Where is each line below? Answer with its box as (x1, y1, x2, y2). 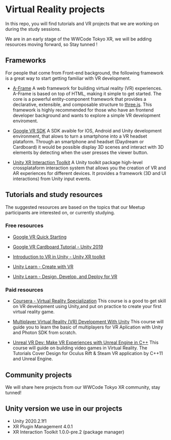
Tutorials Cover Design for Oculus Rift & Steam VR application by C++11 (12, 350, 163, 357)
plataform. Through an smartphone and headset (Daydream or (12, 138, 144, 144)
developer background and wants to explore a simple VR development (12, 112, 161, 118)
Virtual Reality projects (5, 4, 105, 15)
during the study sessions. (5, 26, 61, 32)
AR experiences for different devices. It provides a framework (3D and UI (12, 170, 166, 176)
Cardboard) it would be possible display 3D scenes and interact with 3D (12, 144, 164, 150)
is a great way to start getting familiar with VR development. (5, 75, 131, 81)
